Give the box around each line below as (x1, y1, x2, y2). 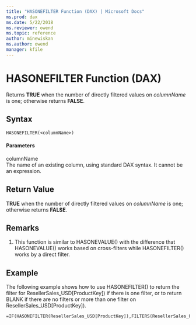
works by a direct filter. (14, 251, 70, 258)
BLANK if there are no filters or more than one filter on (6, 296, 136, 303)
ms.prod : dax (6, 14, 38, 20)
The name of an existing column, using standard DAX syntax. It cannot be (6, 161, 183, 168)
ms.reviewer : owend (6, 25, 54, 31)
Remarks (6, 223, 40, 233)
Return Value (6, 185, 54, 195)
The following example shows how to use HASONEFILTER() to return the (6, 283, 180, 291)
